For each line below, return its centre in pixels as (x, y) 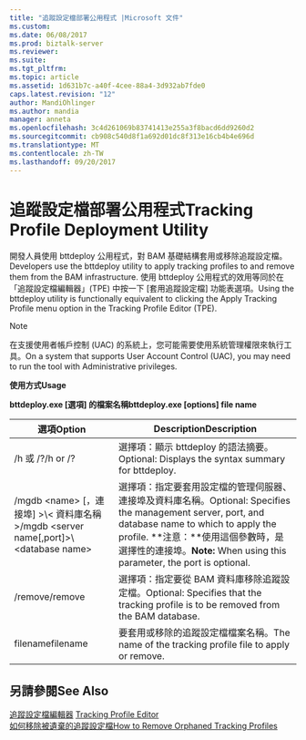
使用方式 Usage (38, 385)
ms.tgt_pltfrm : (38, 69)
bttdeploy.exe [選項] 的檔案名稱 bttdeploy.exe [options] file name (133, 405)
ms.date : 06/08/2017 (49, 35)
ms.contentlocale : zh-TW (56, 153)
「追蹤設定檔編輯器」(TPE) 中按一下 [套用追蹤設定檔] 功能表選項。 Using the (152, 289)
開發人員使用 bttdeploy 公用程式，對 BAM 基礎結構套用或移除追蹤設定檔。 (148, 256)
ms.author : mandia (44, 111)
